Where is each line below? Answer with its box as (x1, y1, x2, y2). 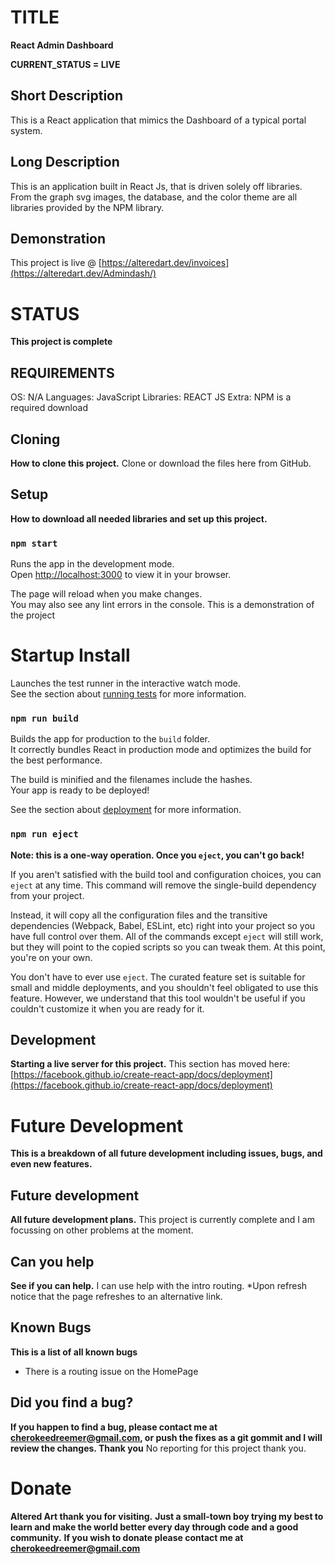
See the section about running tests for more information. (10, 687, 247, 700)
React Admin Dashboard (10, 39, 114, 51)
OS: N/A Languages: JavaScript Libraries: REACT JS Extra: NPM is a (10, 391, 292, 403)
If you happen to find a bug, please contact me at (10, 1421, 218, 1433)
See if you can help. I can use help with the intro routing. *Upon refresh (10, 1279, 308, 1291)
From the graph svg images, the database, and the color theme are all (10, 191, 298, 203)
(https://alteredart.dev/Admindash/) (10, 267, 157, 280)
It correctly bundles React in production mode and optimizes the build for (10, 744, 312, 756)
